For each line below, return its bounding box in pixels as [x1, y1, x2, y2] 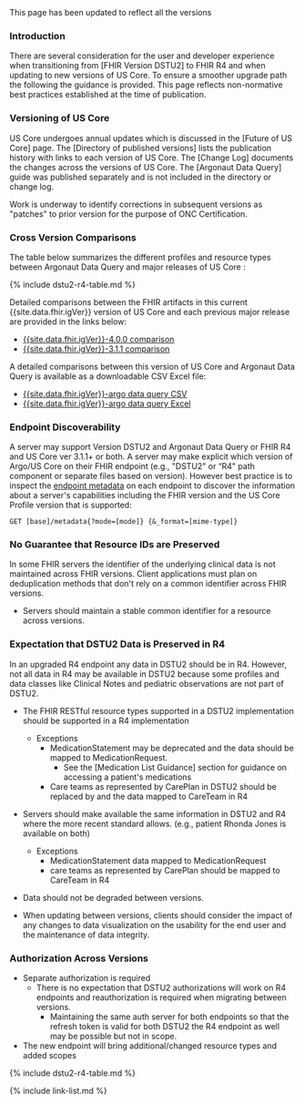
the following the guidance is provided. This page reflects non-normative [9, 79, 284, 90]
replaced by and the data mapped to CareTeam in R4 [49, 791, 248, 802]
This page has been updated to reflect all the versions [9, 7, 212, 17]
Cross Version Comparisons [9, 230, 137, 243]
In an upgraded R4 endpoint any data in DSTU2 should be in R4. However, [9, 659, 288, 670]
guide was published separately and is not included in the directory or [9, 171, 271, 182]
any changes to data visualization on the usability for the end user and [22, 919, 287, 930]
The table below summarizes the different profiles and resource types [9, 251, 271, 262]
